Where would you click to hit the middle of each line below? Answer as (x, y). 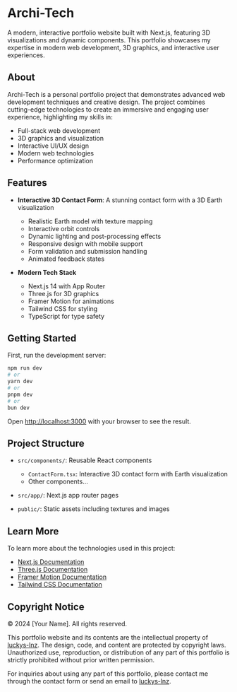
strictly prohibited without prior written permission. (81, 659)
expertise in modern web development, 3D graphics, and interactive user (114, 47)
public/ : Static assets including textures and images (93, 509)
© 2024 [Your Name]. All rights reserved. (67, 623)
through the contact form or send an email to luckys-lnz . (89, 681)
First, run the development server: (57, 356)
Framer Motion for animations (71, 301)
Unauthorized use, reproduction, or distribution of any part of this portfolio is (119, 652)
